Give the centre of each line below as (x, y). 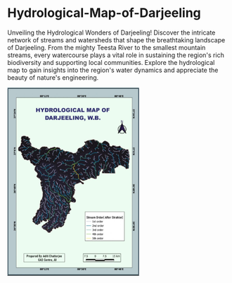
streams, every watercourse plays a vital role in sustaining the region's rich (116, 55)
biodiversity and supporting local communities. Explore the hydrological (111, 62)
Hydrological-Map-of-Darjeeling (104, 13)
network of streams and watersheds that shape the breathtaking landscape (116, 40)
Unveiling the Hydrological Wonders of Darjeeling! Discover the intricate (111, 32)
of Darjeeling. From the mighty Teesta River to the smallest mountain (107, 47)
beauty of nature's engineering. (53, 77)
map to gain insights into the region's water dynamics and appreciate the (113, 70)
